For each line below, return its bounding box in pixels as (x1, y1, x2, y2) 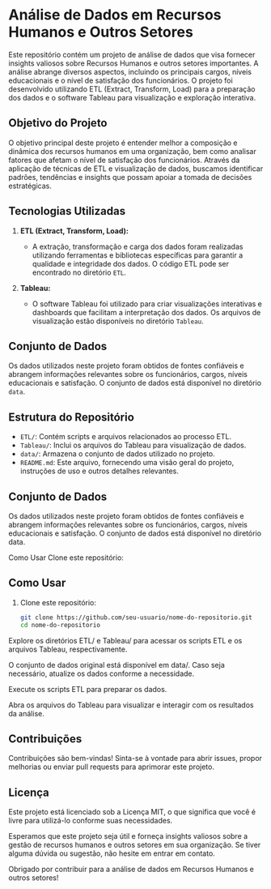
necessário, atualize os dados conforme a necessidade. (8, 669, 195, 678)
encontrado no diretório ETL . (32, 267, 127, 277)
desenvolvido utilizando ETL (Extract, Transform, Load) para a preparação (8, 83, 256, 94)
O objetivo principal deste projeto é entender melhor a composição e (8, 138, 238, 147)
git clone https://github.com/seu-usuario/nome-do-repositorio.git (19, 613, 252, 622)
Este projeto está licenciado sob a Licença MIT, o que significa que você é (8, 807, 256, 817)
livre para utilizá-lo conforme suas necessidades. (8, 816, 173, 826)
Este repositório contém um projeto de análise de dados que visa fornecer (8, 49, 256, 59)
